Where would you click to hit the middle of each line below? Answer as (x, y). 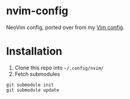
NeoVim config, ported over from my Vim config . (65, 27)
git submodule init (30, 85)
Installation (34, 51)
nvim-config (37, 11)
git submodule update (33, 90)
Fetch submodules (37, 74)
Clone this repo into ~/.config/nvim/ (59, 68)
